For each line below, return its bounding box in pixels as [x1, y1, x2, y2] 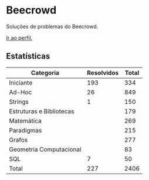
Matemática [9, 117, 42, 125]
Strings [9, 97, 29, 106]
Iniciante [9, 79, 33, 87]
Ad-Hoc [9, 88, 32, 96]
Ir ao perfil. [6, 34, 33, 41]
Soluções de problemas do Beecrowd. [6, 23, 99, 30]
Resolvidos [87, 69, 119, 77]
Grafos [9, 135, 28, 144]
